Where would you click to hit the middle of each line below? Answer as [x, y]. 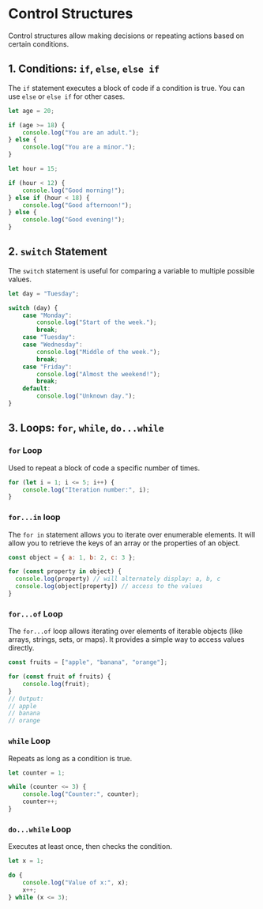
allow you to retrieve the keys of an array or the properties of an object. [124, 543]
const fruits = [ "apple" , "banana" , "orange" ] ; [88, 662]
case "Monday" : [47, 315]
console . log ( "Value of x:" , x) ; [75, 882]
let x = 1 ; [26, 861]
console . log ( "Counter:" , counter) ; [81, 794]
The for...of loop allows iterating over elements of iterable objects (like [126, 631]
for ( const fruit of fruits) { [60, 677]
